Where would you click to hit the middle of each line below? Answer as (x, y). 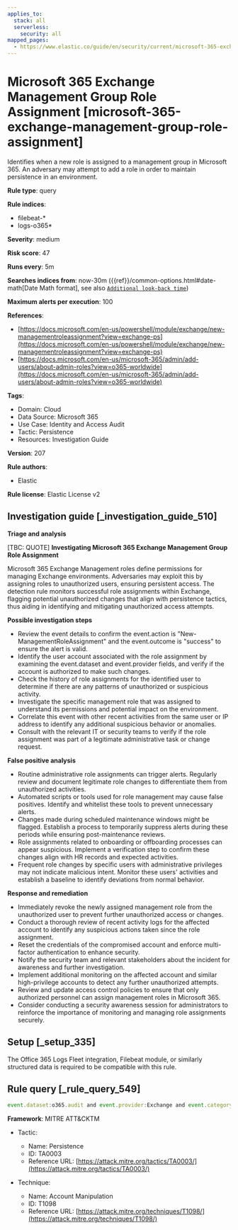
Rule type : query (32, 190)
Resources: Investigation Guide (63, 439)
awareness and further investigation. (71, 967)
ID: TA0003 (45, 1154)
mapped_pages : (28, 40)
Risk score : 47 (29, 253)
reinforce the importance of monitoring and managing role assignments (122, 1012)
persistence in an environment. (52, 176)
